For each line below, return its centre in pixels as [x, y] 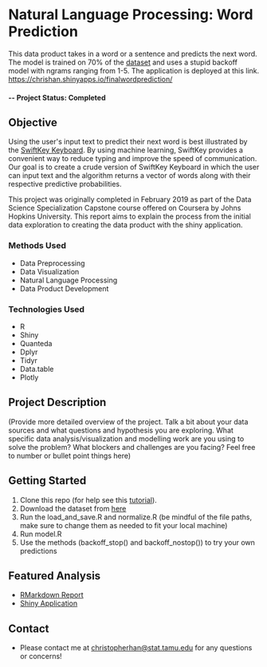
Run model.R [41, 534]
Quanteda [36, 343]
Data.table [37, 369]
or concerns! [41, 657]
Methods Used [37, 246]
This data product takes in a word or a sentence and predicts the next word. [133, 53]
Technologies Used [47, 309]
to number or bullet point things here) [70, 456]
